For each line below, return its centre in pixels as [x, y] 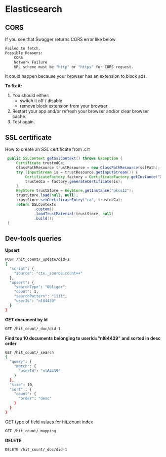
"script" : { [22, 269]
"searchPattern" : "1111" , [41, 296]
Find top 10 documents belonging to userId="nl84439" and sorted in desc [83, 338]
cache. [19, 116]
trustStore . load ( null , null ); [47, 195]
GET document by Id [26, 319]
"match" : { [25, 366]
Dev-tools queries [33, 238]
